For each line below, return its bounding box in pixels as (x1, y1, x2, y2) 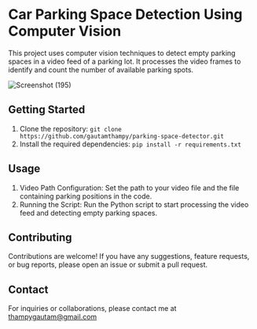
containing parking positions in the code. (19, 191, 152, 201)
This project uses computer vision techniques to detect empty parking (8, 48, 236, 57)
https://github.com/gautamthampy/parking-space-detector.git (19, 132, 225, 140)
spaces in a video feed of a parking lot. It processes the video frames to (8, 57, 241, 66)
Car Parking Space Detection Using (8, 6, 243, 24)
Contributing (8, 231, 72, 244)
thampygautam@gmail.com (8, 312, 97, 322)
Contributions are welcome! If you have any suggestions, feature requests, (8, 252, 250, 261)
